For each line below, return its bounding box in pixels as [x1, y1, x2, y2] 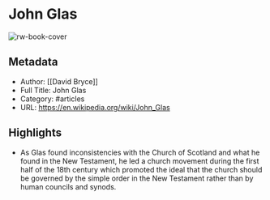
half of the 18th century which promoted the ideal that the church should [19, 164, 263, 174]
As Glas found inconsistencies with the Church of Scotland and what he [19, 147, 260, 157]
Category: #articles [19, 94, 85, 104]
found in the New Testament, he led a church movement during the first [19, 155, 259, 166]
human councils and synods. [19, 181, 117, 191]
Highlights [8, 126, 62, 140]
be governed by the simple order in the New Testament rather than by [19, 173, 254, 183]
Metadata [8, 55, 58, 69]
